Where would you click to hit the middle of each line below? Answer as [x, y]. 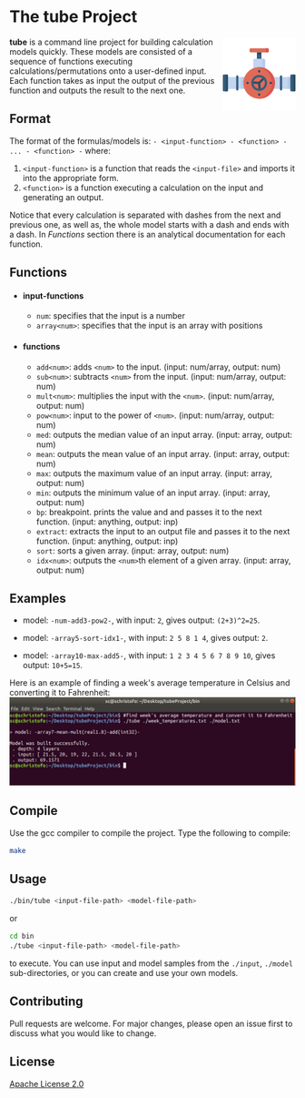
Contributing [46, 1002]
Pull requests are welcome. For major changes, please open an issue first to [151, 1023]
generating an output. [63, 197]
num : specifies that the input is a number [111, 316]
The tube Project [74, 17]
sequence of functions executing [71, 61]
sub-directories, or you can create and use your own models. [124, 973]
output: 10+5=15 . [53, 666]
